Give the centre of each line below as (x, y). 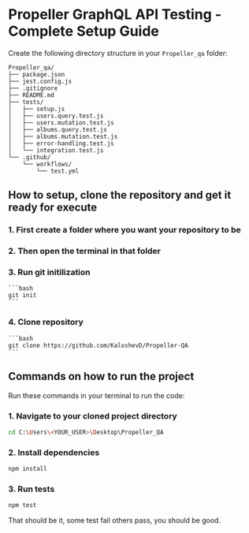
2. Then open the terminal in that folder (85, 252)
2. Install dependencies (54, 453)
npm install (28, 469)
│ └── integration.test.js (56, 150)
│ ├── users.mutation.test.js (61, 123)
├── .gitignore (33, 88)
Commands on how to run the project (101, 376)
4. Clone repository (46, 322)
